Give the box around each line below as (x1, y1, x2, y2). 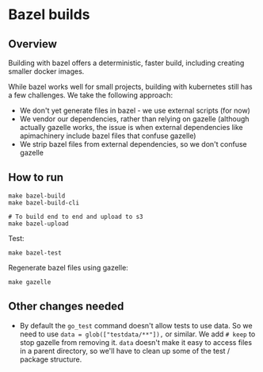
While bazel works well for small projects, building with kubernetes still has (8, 82, 253, 91)
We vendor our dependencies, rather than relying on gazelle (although (19, 114, 250, 124)
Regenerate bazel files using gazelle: (8, 263, 128, 272)
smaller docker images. (8, 67, 85, 76)
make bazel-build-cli (8, 198, 80, 207)
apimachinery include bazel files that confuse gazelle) (19, 131, 196, 140)
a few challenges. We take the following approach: (8, 90, 173, 100)
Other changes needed (8, 300, 124, 313)
